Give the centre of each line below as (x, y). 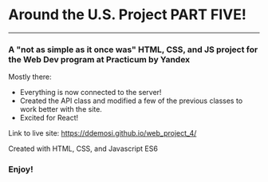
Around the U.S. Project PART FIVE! (128, 15)
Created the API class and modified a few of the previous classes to (131, 101)
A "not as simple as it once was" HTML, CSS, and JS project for (133, 49)
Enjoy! (21, 169)
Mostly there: (30, 77)
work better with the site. (61, 109)
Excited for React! (49, 118)
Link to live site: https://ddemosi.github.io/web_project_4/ (102, 133)
